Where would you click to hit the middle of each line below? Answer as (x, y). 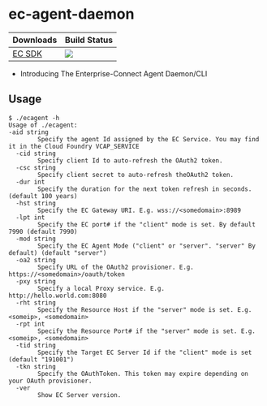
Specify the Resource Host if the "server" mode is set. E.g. (145, 309)
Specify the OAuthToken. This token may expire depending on (143, 374)
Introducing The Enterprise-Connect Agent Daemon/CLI (114, 73)
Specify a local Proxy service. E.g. (101, 288)
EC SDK (28, 54)
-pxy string (36, 281)
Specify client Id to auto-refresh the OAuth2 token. (130, 160)
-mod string (36, 239)
